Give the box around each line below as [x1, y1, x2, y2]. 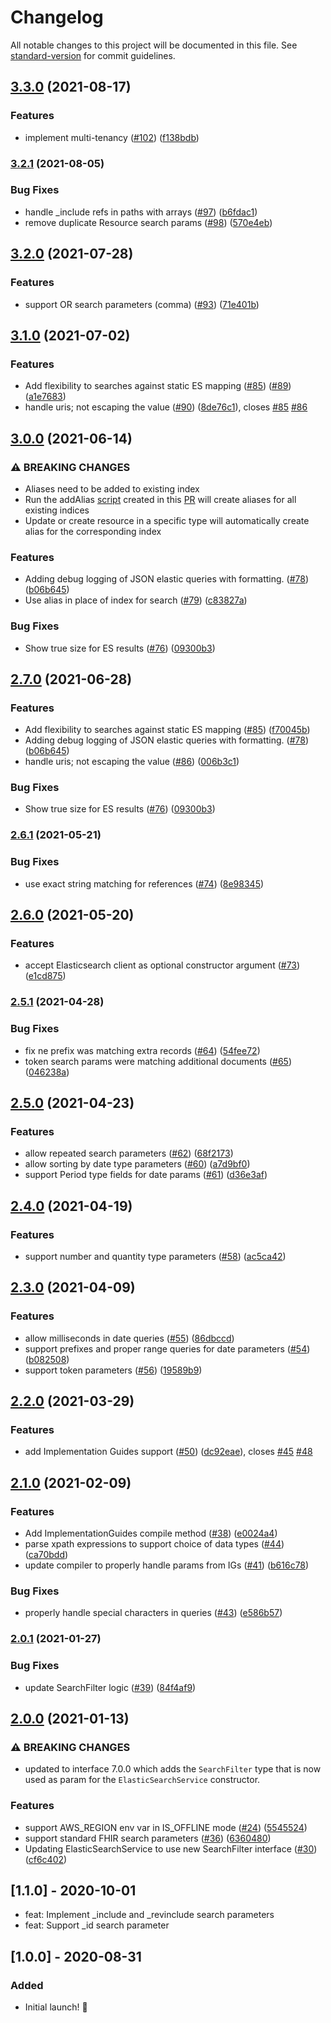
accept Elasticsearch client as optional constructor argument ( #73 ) [24, 959, 301, 971]
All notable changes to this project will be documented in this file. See [10, 39, 298, 51]
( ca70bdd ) [24, 1549, 69, 1561]
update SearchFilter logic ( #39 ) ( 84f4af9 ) [24, 1681, 197, 1693]
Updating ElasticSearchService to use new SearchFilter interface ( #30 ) [24, 1842, 318, 1855]
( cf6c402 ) [24, 1853, 68, 1865]
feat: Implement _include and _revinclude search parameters [24, 1909, 275, 1921]
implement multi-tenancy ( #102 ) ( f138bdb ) [24, 131, 200, 143]
